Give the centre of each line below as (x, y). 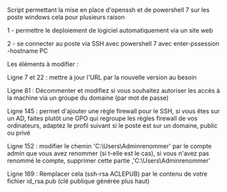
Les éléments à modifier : (43, 64)
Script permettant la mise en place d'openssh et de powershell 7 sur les (108, 10)
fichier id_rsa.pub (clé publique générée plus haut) (79, 181)
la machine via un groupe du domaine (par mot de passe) (88, 98)
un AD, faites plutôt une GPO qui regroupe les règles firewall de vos (102, 118)
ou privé (19, 133)
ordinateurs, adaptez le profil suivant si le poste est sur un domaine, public (112, 125)
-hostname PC (27, 51)
